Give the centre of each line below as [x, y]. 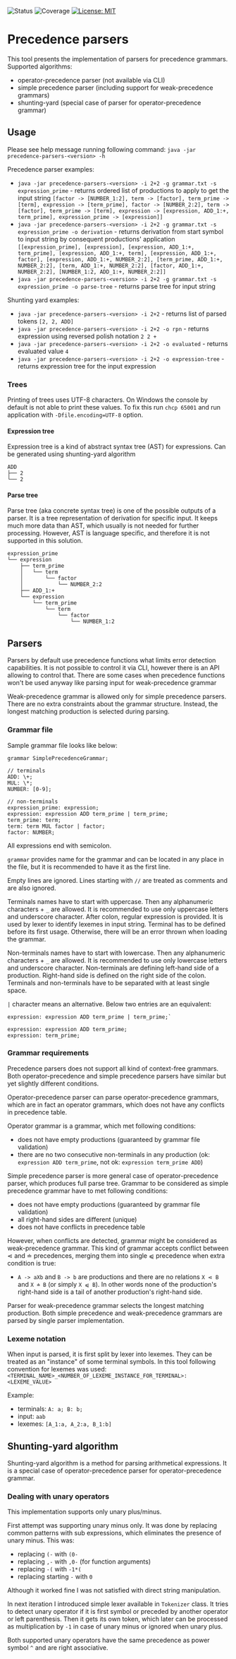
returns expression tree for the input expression [87, 366]
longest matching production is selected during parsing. [89, 712]
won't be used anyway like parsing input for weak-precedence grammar [112, 683]
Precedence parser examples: [51, 169]
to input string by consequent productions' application [96, 239]
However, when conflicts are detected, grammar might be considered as [112, 1240]
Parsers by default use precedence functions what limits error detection [112, 660]
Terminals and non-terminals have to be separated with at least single [108, 982]
